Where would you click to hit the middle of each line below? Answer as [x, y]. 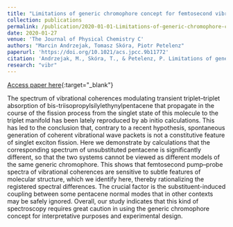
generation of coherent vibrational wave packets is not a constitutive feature [116, 135]
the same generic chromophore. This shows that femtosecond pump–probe [115, 164]
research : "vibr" [32, 65]
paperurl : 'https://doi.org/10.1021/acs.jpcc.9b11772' [88, 53]
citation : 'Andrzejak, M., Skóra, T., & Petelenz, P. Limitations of [110, 59]
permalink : [23, 26]
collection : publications [44, 20]
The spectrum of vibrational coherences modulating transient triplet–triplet [114, 98]
